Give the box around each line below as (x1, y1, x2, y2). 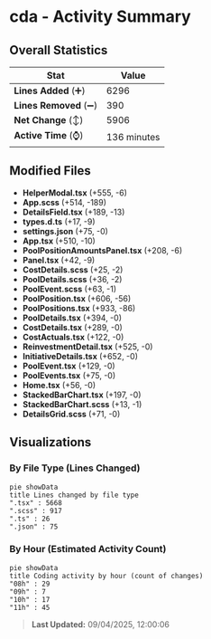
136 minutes (105, 130, 161, 143)
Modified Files (9, 163, 92, 178)
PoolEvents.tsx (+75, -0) (22, 369, 116, 381)
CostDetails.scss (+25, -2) (22, 264, 124, 275)
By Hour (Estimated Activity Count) (9, 543, 167, 556)
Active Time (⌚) (14, 129, 84, 141)
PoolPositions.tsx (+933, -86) (22, 302, 136, 313)
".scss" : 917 (9, 506, 63, 515)
